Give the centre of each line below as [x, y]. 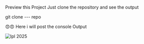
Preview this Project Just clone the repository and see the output [72, 7]
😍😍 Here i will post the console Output [46, 26]
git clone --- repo [23, 17]
